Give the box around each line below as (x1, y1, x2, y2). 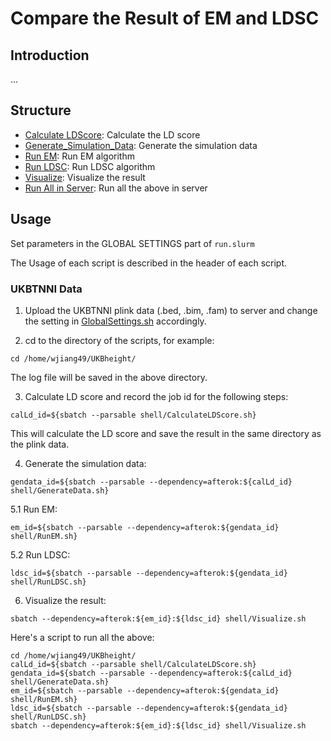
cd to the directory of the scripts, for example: (24, 334, 215, 346)
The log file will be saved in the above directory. (10, 371, 208, 383)
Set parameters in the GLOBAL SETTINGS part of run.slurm (10, 237, 255, 249)
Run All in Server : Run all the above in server (24, 182, 208, 194)
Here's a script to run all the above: (10, 631, 155, 643)
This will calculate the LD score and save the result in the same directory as (10, 427, 322, 439)
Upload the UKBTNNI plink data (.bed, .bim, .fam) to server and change (24, 304, 318, 316)
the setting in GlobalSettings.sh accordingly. (24, 315, 207, 327)
